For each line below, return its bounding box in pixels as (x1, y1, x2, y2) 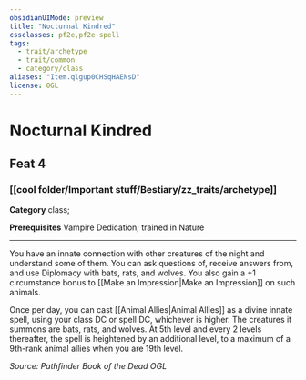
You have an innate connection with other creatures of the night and (9, 247, 265, 259)
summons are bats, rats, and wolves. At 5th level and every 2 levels (9, 324, 262, 335)
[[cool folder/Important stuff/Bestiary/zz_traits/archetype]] (9, 184, 278, 196)
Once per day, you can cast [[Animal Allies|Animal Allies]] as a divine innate (9, 304, 293, 315)
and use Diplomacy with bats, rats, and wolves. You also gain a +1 (9, 267, 257, 278)
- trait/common (17, 55, 76, 65)
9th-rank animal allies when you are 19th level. (9, 343, 184, 354)
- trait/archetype (17, 47, 88, 56)
